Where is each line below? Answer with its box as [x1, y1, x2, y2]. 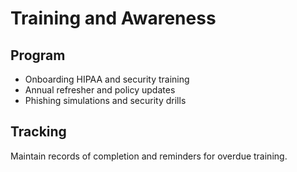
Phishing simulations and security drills [24, 95, 187, 106]
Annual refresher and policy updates [24, 84, 176, 96]
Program [10, 47, 66, 64]
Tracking [10, 123, 67, 141]
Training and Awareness [10, 7, 217, 30]
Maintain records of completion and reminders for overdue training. [10, 150, 288, 162]
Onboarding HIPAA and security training [24, 73, 190, 85]
